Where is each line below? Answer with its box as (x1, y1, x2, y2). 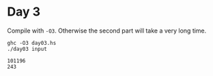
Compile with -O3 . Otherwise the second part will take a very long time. (7, 26, 207, 35)
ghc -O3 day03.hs (7, 39, 57, 46)
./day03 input (7, 45, 48, 52)
